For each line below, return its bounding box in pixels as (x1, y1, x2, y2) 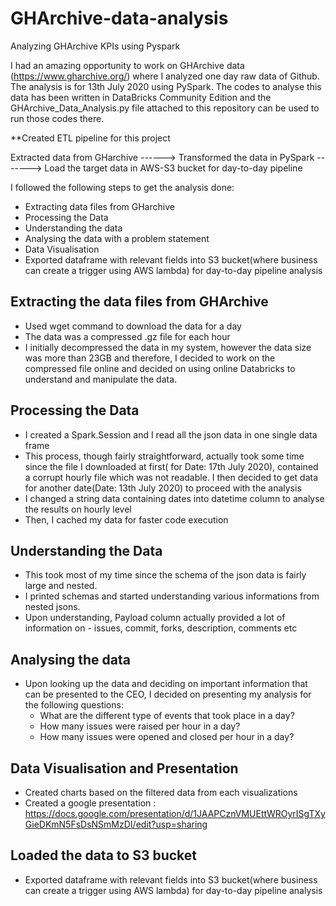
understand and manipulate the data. (24, 373, 178, 385)
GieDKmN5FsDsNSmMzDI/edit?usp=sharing (24, 818, 208, 830)
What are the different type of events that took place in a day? (39, 710, 295, 722)
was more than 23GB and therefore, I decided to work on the (24, 352, 276, 364)
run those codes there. (10, 112, 105, 124)
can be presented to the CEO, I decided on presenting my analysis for (24, 688, 312, 701)
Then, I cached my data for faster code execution (24, 513, 229, 526)
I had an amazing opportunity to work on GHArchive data (10, 59, 245, 71)
